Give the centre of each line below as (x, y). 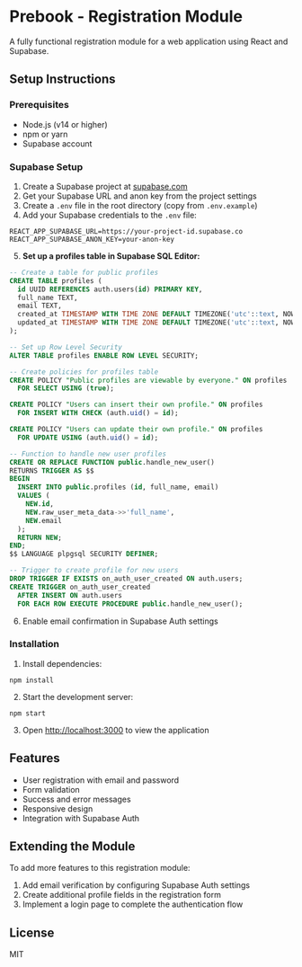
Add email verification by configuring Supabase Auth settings (136, 885)
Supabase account (57, 143)
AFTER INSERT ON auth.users (70, 595)
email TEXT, (40, 306)
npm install (31, 680)
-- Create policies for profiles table (84, 372)
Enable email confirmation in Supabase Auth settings (120, 621)
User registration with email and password (101, 780)
